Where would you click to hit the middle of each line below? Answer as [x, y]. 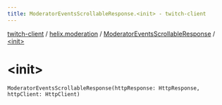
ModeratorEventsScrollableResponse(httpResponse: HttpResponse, [104, 88]
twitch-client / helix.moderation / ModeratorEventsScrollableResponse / [111, 34]
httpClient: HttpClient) [44, 94]
